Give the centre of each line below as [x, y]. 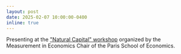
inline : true [23, 23]
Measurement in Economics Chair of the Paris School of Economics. [91, 46]
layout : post [23, 12]
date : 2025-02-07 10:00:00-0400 [47, 17]
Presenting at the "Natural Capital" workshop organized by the [84, 40]
